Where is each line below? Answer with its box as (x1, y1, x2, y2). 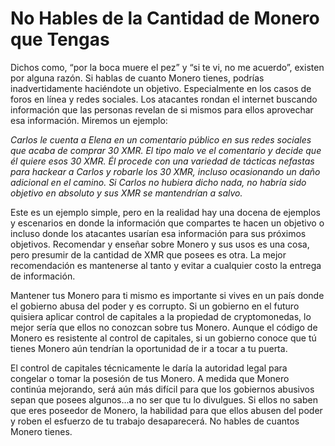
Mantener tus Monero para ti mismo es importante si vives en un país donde (10, 289, 325, 301)
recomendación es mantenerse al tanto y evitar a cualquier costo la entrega (10, 259, 322, 271)
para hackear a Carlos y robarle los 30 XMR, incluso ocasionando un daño (10, 165, 321, 177)
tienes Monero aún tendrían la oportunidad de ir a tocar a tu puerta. (10, 342, 288, 354)
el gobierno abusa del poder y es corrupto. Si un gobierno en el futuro (10, 300, 300, 312)
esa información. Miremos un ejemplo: (10, 114, 168, 126)
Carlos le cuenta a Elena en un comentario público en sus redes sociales (10, 133, 312, 146)
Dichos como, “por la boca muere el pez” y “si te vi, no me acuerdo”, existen (10, 61, 325, 73)
